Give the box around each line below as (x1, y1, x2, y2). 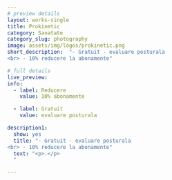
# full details (7, 67, 51, 74)
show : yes (13, 130, 41, 138)
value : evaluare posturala (19, 112, 97, 119)
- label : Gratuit (13, 106, 64, 112)
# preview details (7, 10, 60, 17)
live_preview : (7, 74, 48, 81)
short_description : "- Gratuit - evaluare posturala (7, 49, 166, 56)
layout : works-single (7, 17, 70, 23)
